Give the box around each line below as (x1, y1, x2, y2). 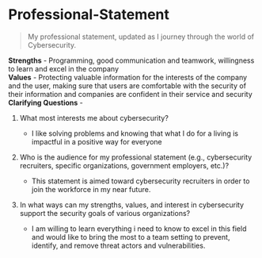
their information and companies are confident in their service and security (8, 89, 253, 98)
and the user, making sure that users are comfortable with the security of (8, 81, 247, 90)
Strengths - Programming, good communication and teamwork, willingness (8, 56, 255, 65)
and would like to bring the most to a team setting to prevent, (31, 232, 230, 241)
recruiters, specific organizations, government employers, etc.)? (19, 160, 230, 170)
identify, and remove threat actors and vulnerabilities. (31, 241, 206, 250)
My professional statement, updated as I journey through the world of (27, 32, 255, 41)
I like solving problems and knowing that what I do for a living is (31, 129, 239, 138)
